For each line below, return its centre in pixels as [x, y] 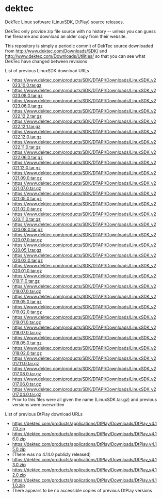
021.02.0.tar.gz [27, 209]
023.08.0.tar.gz [27, 96]
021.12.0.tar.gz [26, 167]
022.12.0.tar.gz [27, 137]
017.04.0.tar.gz [27, 394]
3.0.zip [19, 465]
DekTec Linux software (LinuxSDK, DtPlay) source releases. [65, 22]
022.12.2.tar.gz [27, 116]
